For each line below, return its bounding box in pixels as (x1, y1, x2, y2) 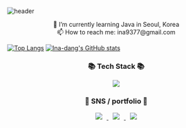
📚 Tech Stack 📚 (87, 61, 145, 71)
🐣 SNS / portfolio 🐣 (84, 96, 148, 106)
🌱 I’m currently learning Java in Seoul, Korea (53, 20, 180, 28)
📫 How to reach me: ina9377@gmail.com (56, 28, 176, 36)
